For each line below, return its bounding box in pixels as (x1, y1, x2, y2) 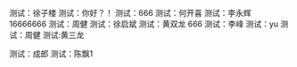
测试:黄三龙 (42, 30, 85, 40)
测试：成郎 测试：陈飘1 (9, 48, 94, 59)
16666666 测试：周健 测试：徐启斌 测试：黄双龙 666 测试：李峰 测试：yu (9, 19, 279, 29)
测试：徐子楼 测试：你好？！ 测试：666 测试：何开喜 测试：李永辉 (9, 8, 252, 18)
